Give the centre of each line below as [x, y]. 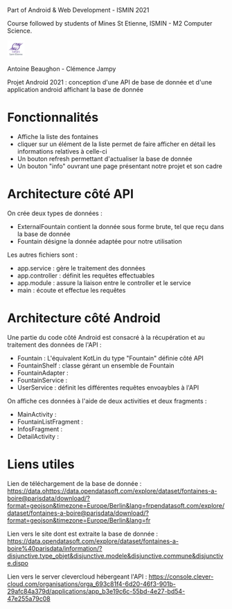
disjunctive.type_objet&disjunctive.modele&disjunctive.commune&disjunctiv [115, 556]
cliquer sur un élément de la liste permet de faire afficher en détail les [116, 144]
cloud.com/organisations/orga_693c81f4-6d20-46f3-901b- [92, 583]
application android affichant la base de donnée [75, 90]
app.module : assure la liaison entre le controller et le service [104, 282]
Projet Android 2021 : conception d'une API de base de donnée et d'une [110, 82]
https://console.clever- [181, 576]
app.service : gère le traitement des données [81, 268]
